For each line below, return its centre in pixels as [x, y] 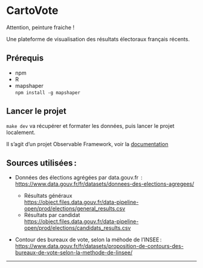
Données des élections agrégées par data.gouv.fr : [79, 178]
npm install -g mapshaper [47, 92]
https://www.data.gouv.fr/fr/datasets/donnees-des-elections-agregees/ [105, 184]
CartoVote [32, 11]
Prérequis [25, 58]
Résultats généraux [48, 196]
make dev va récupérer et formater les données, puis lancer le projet [90, 126]
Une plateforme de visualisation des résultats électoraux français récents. [98, 39]
